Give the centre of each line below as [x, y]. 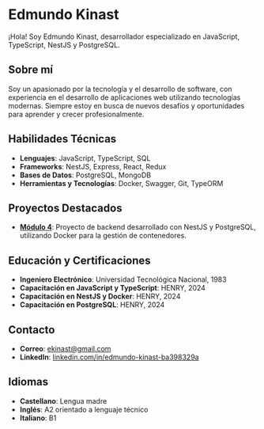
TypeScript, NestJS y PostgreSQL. [64, 44]
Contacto [32, 330]
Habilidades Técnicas [62, 139]
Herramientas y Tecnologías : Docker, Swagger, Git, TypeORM [121, 183]
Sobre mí [31, 70]
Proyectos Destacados [65, 208]
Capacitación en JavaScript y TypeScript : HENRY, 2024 [112, 288]
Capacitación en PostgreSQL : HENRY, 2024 [92, 305]
